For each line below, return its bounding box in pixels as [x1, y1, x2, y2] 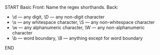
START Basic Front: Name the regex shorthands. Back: [5, 4, 118, 10]
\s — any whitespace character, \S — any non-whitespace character [12, 19, 155, 25]
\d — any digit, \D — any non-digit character [12, 14, 105, 19]
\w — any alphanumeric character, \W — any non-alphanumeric [12, 24, 145, 30]
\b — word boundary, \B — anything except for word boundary [12, 35, 143, 41]
